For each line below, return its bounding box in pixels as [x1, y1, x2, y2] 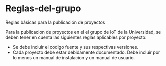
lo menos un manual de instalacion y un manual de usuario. [12, 54, 135, 60]
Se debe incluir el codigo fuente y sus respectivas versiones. [12, 44, 139, 50]
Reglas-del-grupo [5, 3, 81, 14]
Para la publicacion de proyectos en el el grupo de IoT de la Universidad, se [5, 29, 161, 35]
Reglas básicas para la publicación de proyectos [5, 19, 105, 25]
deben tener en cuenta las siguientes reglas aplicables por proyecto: [5, 34, 147, 40]
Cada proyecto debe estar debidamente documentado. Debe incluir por [12, 49, 160, 55]
